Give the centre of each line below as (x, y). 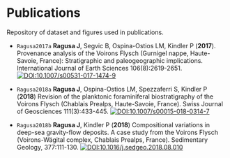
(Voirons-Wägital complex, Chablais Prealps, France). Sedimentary (112, 139)
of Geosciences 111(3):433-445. (62, 111)
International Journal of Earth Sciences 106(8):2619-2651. (99, 68)
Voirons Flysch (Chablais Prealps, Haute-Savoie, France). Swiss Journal (120, 103)
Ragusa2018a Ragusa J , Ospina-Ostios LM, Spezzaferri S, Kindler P (112, 89)
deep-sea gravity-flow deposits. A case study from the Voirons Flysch (117, 132)
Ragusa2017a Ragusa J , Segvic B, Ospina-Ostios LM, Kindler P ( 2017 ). (116, 45)
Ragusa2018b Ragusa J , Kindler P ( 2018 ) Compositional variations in (113, 124)
